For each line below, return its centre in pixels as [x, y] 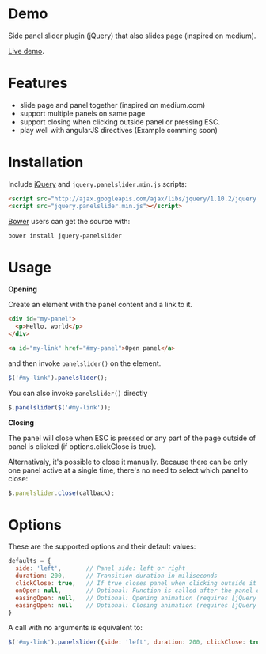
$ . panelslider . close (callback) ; [61, 493]
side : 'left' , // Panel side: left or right [101, 568]
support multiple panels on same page [82, 113]
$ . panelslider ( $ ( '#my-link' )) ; [60, 407]
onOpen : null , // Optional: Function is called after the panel [134, 591]
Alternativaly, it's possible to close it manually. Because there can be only [128, 462]
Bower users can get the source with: [69, 221]
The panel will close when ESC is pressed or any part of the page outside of [132, 438]
